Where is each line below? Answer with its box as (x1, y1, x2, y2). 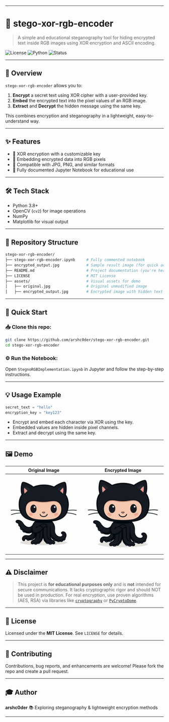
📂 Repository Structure (5, 238, 78, 247)
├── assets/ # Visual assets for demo (5, 278, 141, 284)
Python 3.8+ (12, 203, 39, 209)
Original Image (28, 467, 60, 473)
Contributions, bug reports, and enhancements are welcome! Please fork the (5, 663, 164, 669)
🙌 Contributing (5, 649, 52, 658)
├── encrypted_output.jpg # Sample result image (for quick (5, 263, 158, 268)
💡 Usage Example (5, 391, 61, 399)
